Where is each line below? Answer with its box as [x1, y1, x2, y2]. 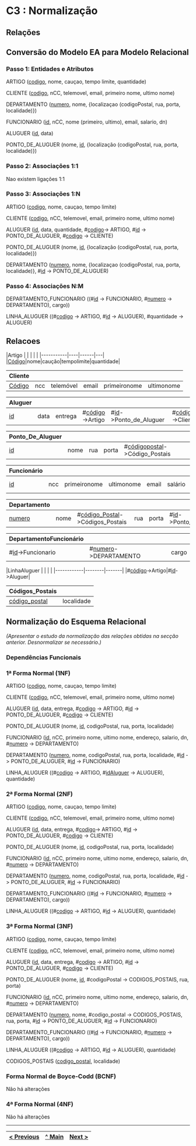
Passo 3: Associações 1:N [6, 190, 80, 198]
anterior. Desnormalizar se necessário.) [6, 639, 102, 646]
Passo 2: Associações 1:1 [6, 162, 79, 170]
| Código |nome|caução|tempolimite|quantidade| [6, 357, 121, 364]
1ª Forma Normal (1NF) [6, 669, 71, 677]
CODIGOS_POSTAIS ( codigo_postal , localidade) [6, 1058, 121, 1065]
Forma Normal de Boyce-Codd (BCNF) [6, 1072, 117, 1080]
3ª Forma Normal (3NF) [6, 922, 73, 930]
